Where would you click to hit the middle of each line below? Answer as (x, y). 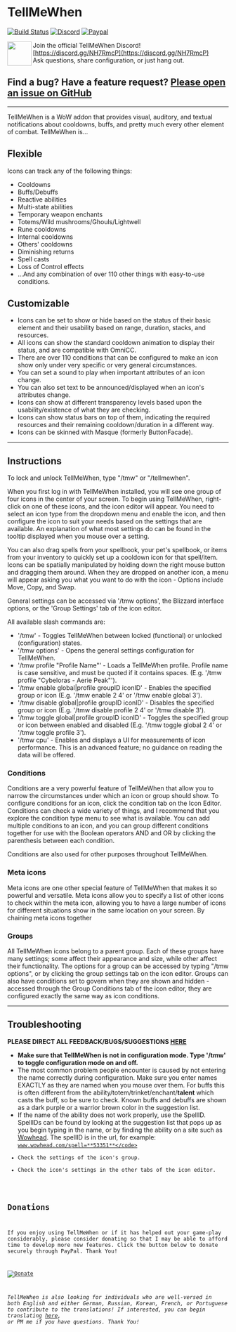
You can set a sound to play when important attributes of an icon (111, 372)
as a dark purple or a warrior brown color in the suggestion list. (109, 1107)
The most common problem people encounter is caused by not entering (122, 1070)
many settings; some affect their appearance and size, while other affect (112, 959)
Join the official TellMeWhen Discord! (87, 45)
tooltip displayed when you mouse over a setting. (78, 536)
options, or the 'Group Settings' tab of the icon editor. (85, 608)
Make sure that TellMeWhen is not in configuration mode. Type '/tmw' (122, 1055)
